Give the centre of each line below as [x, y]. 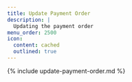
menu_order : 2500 [32, 32]
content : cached [36, 45]
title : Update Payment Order [49, 13]
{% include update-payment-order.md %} [66, 71]
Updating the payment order [54, 26]
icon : [15, 39]
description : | [29, 20]
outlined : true [35, 52]
